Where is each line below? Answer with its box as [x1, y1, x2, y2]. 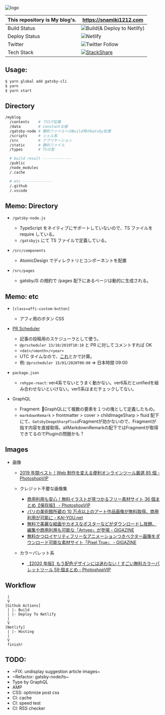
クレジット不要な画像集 [19, 485, 67, 491]
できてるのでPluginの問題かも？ [19, 431, 85, 437]
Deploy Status [7, 33, 40, 40]
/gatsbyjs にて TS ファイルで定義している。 [19, 238, 109, 244]
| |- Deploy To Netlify [7, 612, 56, 616]
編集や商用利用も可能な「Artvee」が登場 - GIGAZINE [27, 527, 134, 533]
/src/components [12, 248, 46, 254]
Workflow [5, 581, 36, 590]
